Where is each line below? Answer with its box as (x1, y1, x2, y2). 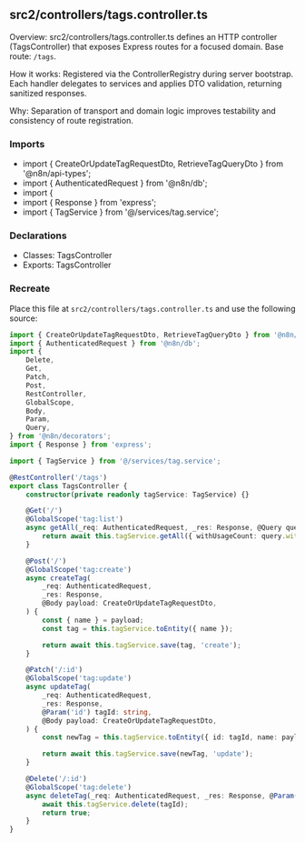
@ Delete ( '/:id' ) (25, 775, 88, 784)
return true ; (42, 808, 92, 817)
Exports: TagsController (22, 259, 112, 271)
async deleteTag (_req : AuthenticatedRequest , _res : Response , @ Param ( (25, 791, 299, 800)
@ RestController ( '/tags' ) (9, 473, 107, 482)
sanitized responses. (9, 87, 87, 98)
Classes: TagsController (22, 250, 113, 261)
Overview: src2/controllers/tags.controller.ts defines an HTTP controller (9, 31, 278, 42)
